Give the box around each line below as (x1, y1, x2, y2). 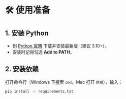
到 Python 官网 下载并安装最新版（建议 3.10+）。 (12, 43, 110, 49)
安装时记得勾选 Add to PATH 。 (12, 49, 75, 55)
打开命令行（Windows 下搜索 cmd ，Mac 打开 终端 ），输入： (5, 79, 123, 85)
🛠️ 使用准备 (5, 4, 51, 16)
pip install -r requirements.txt (5, 89, 74, 94)
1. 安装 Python (5, 29, 49, 37)
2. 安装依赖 (5, 65, 39, 73)
